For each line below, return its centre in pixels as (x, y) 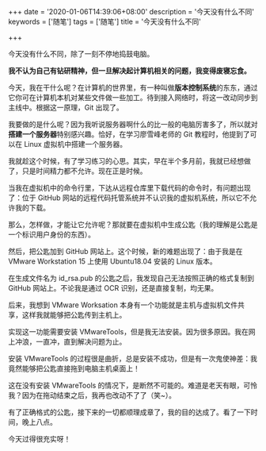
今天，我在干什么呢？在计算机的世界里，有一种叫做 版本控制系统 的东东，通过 (133, 87)
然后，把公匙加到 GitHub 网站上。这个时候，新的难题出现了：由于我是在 (125, 251)
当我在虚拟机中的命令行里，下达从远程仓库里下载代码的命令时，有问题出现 (129, 188)
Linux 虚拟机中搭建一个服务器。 (75, 144)
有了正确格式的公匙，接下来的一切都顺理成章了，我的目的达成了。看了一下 (129, 412)
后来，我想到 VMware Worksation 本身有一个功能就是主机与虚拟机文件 (123, 305)
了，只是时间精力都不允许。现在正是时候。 (78, 171)
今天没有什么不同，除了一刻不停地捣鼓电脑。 (81, 54)
